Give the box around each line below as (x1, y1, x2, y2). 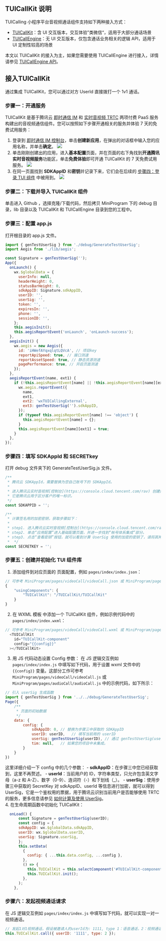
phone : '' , (18, 311, 41, 316)
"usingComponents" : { (14, 588, 58, 593)
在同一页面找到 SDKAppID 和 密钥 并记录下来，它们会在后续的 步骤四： (12, 168, 156, 174)
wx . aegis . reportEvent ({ (18, 385, 68, 390)
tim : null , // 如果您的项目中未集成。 (31, 741, 108, 746)
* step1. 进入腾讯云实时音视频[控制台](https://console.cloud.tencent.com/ (7, 525, 157, 531)
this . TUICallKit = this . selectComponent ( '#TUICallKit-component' (27, 867, 165, 872)
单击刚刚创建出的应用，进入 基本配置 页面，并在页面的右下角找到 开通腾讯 (12, 149, 160, 155)
